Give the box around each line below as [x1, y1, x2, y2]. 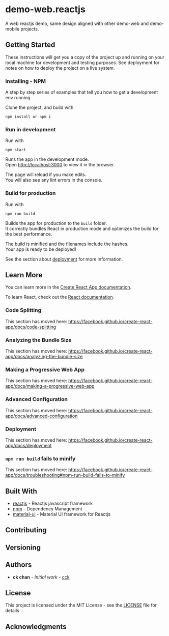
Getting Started [5, 41, 55, 49]
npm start [5, 148, 26, 153]
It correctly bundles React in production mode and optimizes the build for [5, 225, 159, 232]
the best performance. [5, 230, 52, 237]
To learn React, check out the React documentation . [5, 294, 115, 300]
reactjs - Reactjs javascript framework [12, 500, 93, 507]
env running [5, 95, 31, 101]
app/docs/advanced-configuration [5, 413, 78, 419]
